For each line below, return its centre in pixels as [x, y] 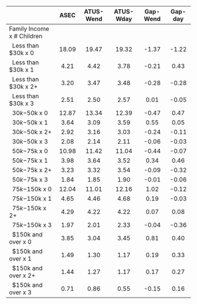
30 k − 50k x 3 [30, 141]
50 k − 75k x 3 [30, 180]
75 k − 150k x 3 [32, 225]
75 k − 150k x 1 [32, 199]
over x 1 [21, 259]
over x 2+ [22, 276]
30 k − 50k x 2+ [32, 132]
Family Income [29, 29]
